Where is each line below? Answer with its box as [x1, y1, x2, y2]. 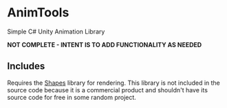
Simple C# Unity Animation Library [7, 27, 105, 36]
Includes [7, 60, 45, 72]
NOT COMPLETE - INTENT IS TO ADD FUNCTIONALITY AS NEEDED [7, 40, 202, 49]
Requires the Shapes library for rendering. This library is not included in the [7, 79, 220, 87]
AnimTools [7, 5, 69, 21]
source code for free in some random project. [7, 93, 136, 101]
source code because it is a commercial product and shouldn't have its [7, 85, 208, 94]
